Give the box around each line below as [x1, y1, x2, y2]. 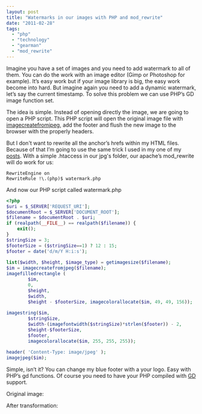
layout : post [6, 8, 39, 15]
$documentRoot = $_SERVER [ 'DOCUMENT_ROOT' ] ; [6, 209, 120, 215]
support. [6, 378, 28, 386]
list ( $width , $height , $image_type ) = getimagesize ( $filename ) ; [6, 260, 171, 266]
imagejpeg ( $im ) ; [6, 355, 47, 361]
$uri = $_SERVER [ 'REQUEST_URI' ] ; [6, 203, 90, 209]
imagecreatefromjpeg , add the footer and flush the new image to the [6, 121, 177, 129]
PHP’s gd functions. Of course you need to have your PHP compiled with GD [6, 372, 196, 380]
